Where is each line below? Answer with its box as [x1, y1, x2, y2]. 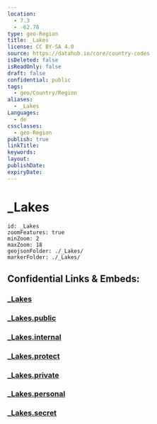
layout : [7, 155, 30, 163]
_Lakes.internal [7, 332, 62, 342]
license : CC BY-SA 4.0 [7, 43, 74, 50]
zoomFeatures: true [7, 228, 65, 236]
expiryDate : [7, 168, 42, 176]
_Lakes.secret [7, 408, 57, 418]
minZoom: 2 [7, 235, 40, 242]
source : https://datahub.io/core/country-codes [7, 50, 151, 57]
